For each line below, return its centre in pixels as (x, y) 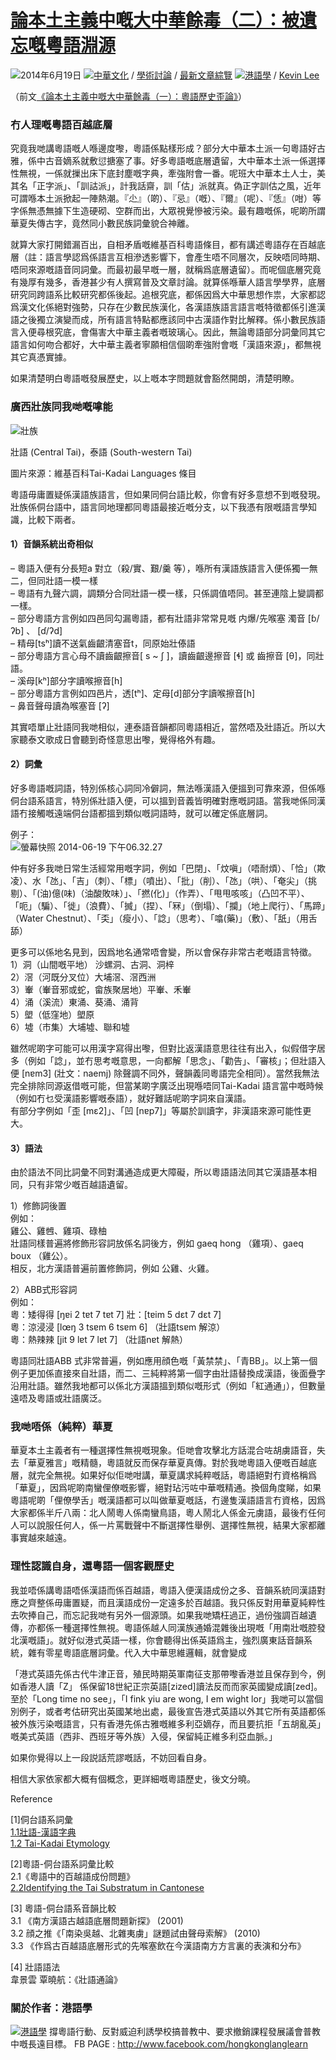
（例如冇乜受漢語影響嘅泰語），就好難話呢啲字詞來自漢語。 (131, 1098)
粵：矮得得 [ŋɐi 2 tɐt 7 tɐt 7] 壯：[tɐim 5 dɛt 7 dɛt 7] (116, 1315)
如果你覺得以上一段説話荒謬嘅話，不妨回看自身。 (111, 1757)
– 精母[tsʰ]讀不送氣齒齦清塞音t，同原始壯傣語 (103, 643)
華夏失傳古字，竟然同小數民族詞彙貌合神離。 (102, 223)
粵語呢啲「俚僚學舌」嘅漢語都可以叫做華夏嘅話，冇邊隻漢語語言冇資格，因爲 (168, 1500)
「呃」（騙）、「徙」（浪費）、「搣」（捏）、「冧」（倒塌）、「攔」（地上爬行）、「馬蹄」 (168, 905)
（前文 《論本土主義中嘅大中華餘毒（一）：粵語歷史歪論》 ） (128, 96)
